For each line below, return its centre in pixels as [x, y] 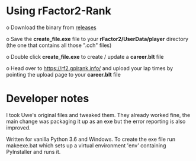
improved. [18, 127]
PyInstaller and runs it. [33, 151]
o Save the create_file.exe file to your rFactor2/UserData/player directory [97, 39]
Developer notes [48, 99]
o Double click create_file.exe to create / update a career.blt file [85, 56]
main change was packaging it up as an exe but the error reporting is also [96, 121]
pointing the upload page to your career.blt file [64, 74]
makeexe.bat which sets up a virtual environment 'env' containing [86, 145]
